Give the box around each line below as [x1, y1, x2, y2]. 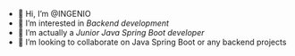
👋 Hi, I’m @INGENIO [17, 9, 91, 19]
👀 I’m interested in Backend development [17, 18, 170, 28]
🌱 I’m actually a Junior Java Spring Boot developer [17, 28, 205, 37]
